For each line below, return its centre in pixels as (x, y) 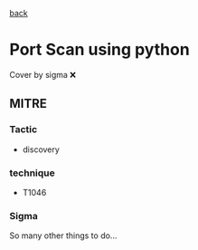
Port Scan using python (99, 50)
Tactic (24, 130)
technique (33, 173)
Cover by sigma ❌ (43, 74)
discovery (41, 149)
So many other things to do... (63, 236)
